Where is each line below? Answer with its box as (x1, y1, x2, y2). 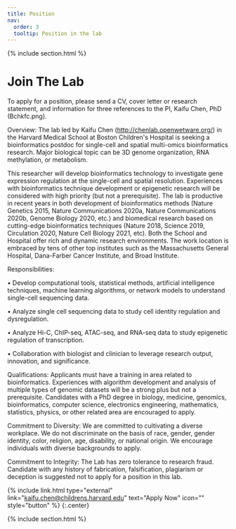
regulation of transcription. (7, 336, 84, 345)
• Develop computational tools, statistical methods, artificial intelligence (7, 279, 215, 287)
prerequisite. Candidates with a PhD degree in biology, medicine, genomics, (7, 393, 227, 402)
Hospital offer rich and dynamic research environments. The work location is (7, 236, 229, 245)
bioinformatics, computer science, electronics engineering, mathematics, (7, 400, 219, 409)
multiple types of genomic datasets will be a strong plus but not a (7, 385, 197, 394)
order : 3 (13, 23, 39, 30)
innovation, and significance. (7, 357, 91, 366)
